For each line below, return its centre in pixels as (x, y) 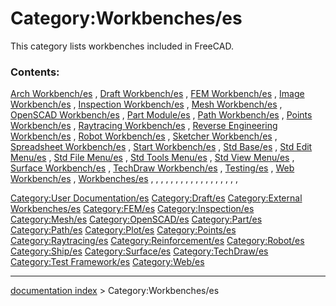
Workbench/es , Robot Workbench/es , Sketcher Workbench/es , (144, 136)
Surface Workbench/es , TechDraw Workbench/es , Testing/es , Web (152, 168)
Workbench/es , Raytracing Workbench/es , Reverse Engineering (144, 126)
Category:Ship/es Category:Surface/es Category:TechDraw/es (139, 251)
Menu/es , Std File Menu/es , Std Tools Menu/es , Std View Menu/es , (152, 158)
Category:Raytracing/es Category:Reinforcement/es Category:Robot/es (157, 241)
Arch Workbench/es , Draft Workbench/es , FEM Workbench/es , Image (157, 94)
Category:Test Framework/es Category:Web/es (107, 262)
